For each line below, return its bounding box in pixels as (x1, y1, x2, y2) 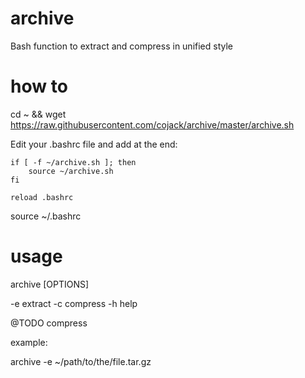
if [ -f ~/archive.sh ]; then (10, 157, 137, 167)
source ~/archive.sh (28, 166, 114, 176)
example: (10, 336, 48, 348)
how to (10, 75, 68, 98)
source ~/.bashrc (10, 210, 82, 222)
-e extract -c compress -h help (10, 297, 138, 309)
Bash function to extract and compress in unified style (10, 40, 234, 52)
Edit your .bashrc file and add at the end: (10, 138, 178, 150)
